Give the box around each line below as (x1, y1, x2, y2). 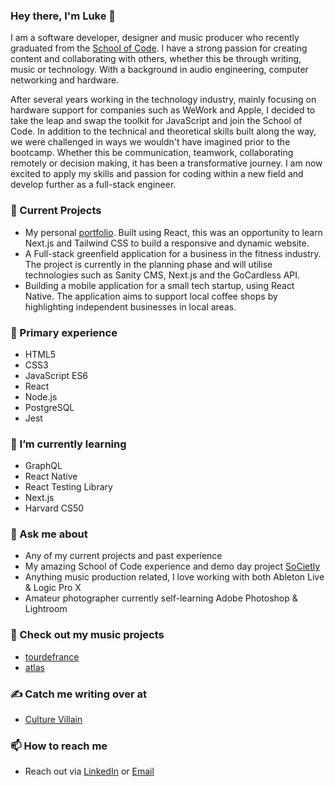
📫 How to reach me (10, 739, 108, 753)
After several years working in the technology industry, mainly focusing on (10, 94, 317, 106)
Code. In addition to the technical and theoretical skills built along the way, (10, 125, 317, 138)
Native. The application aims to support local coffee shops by (24, 290, 278, 302)
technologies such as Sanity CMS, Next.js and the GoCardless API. (24, 269, 301, 281)
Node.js (24, 390, 58, 403)
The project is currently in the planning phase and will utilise (24, 258, 273, 270)
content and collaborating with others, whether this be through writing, (10, 53, 302, 65)
